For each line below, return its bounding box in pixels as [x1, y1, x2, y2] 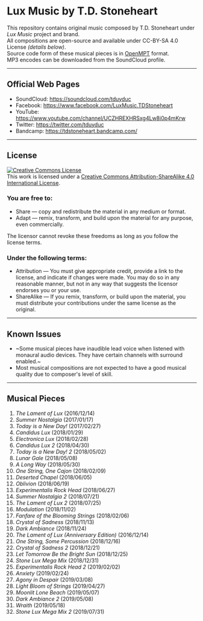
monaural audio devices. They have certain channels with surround [15, 351, 183, 358]
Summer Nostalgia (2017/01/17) [15, 416, 94, 423]
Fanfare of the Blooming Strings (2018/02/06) [15, 512, 130, 519]
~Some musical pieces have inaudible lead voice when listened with [15, 345, 185, 352]
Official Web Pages [7, 80, 80, 90]
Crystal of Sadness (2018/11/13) [15, 518, 95, 525]
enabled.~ [15, 357, 42, 365]
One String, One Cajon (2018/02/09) [15, 467, 106, 474]
